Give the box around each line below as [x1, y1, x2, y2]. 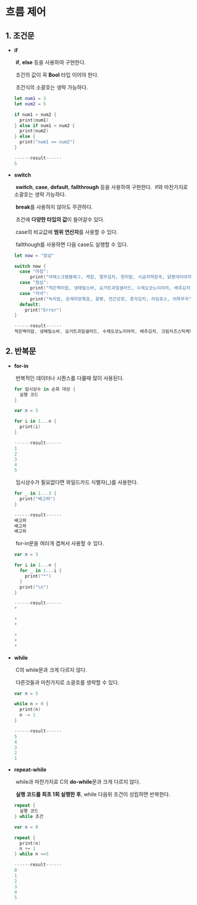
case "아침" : [19, 268, 49, 274]
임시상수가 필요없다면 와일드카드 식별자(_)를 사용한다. [15, 479, 139, 486]
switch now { [14, 263, 46, 269]
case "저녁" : [19, 290, 49, 296]
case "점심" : [19, 280, 49, 286]
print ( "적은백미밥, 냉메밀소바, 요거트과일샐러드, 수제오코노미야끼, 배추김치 [29, 285, 191, 291]
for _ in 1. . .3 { [14, 490, 57, 496]
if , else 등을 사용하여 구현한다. [15, 59, 86, 65]
